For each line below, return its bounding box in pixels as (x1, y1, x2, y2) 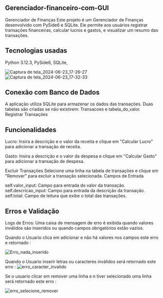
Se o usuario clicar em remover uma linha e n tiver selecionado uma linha (5, 273, 152, 279)
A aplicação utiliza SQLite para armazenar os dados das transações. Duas (5, 101, 153, 107)
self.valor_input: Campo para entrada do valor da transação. (5, 182, 126, 188)
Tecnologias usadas (5, 46, 67, 55)
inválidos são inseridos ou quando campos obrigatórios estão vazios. (5, 225, 144, 231)
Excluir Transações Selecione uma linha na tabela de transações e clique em (5, 168, 159, 174)
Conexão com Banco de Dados (5, 88, 100, 97)
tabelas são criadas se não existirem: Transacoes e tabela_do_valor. (5, 106, 141, 112)
